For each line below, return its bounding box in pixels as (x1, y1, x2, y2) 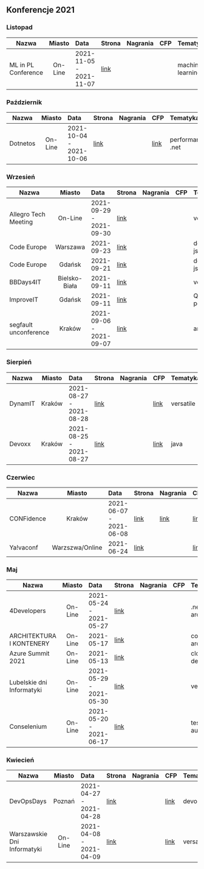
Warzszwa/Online (52, 543, 103, 552)
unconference (9, 328, 50, 337)
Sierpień (6, 358, 32, 366)
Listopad (6, 23, 33, 32)
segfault (9, 321, 33, 329)
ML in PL (9, 60, 35, 69)
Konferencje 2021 (6, 5, 75, 15)
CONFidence (9, 514, 47, 523)
